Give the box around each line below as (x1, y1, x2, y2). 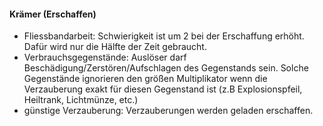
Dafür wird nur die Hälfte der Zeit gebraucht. (23, 41, 207, 53)
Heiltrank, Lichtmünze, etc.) (23, 94, 139, 106)
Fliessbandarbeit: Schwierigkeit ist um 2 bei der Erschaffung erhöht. (23, 30, 305, 42)
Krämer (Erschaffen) (9, 8, 97, 20)
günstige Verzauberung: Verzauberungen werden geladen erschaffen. (23, 105, 314, 117)
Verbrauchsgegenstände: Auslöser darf (23, 51, 187, 64)
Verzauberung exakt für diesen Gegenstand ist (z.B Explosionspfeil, (23, 83, 303, 95)
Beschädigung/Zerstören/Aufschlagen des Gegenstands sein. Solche (23, 62, 309, 74)
